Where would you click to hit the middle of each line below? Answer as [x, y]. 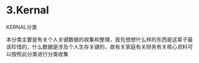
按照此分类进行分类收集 [40, 54]
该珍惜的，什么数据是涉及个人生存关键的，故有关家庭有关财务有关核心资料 [97, 47]
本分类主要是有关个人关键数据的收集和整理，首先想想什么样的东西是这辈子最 [99, 39]
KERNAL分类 [22, 27]
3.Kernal [28, 10]
